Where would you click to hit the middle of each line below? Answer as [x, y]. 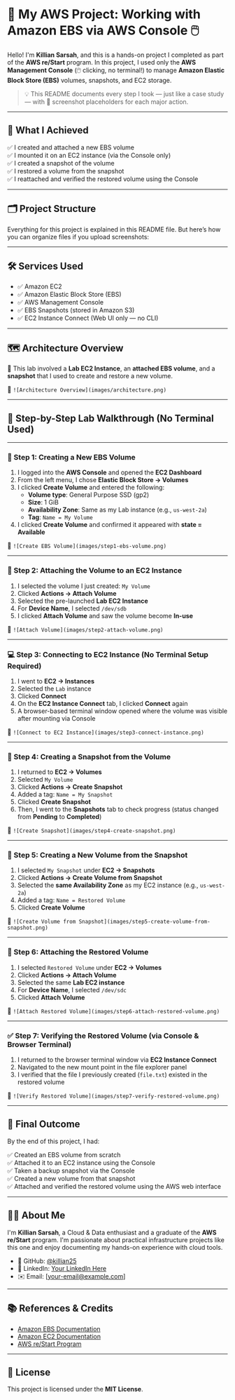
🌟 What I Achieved [48, 130]
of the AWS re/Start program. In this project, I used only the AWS [102, 62]
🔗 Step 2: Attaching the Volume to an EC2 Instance [95, 571]
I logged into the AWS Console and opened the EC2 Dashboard [109, 472]
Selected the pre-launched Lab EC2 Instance [83, 601]
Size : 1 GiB [43, 502]
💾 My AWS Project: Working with [104, 14]
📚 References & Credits [60, 1308]
